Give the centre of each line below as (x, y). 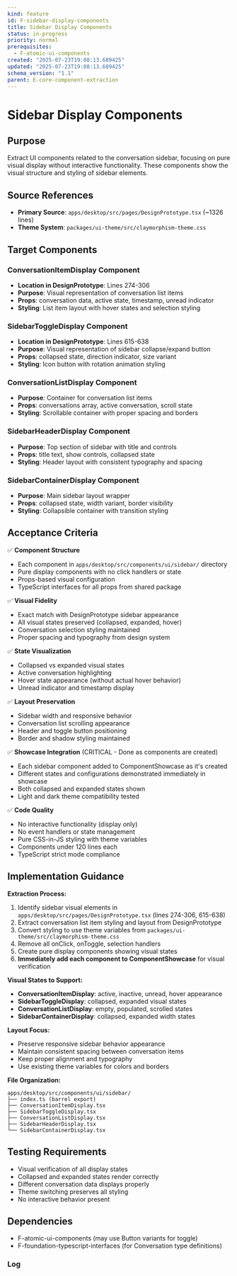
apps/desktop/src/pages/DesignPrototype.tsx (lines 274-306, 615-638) (121, 915)
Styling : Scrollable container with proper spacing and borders (108, 413)
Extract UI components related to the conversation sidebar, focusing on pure (119, 158)
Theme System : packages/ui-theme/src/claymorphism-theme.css (112, 227)
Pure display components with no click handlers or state (99, 572)
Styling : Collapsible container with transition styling (93, 511)
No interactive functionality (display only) (77, 824)
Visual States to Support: (45, 980)
